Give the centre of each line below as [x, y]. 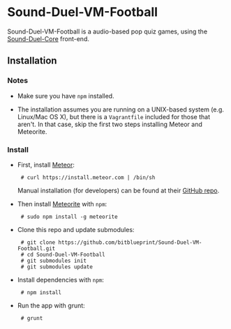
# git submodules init [54, 261]
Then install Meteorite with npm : [62, 204]
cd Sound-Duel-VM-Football [66, 254]
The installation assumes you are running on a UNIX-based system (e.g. [121, 109]
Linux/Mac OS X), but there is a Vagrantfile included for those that [114, 116]
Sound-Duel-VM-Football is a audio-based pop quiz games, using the [107, 31]
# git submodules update [57, 267]
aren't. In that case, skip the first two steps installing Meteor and [110, 124]
